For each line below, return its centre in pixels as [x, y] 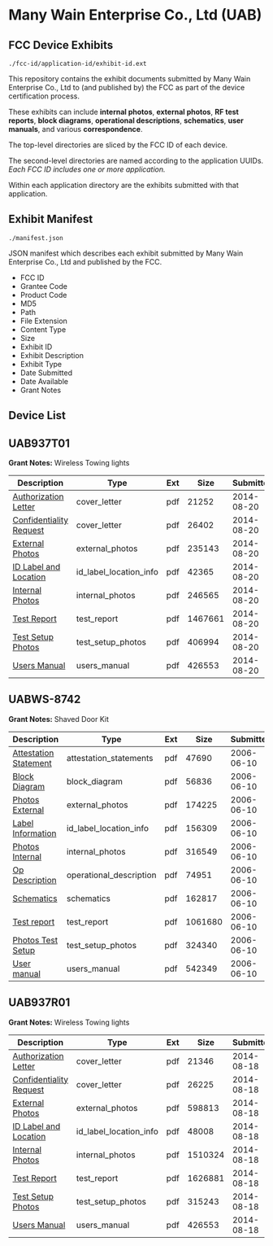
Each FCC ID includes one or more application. [87, 169]
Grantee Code [43, 286]
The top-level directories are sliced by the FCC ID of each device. [118, 145]
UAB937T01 [39, 443]
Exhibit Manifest [51, 219]
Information [35, 833]
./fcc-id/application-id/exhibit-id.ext [78, 63]
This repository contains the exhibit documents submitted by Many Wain [130, 79]
